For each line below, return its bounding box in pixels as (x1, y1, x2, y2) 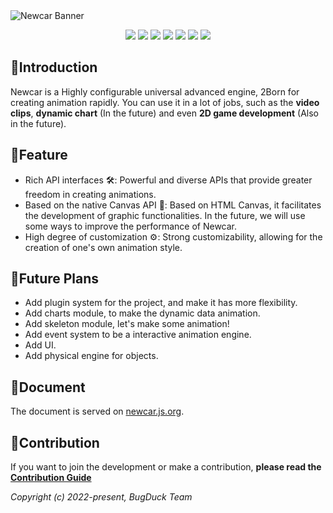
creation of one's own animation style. (24, 241, 183, 253)
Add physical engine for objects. (24, 350, 159, 362)
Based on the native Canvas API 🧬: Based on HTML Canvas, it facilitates (24, 199, 322, 211)
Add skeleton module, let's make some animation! (24, 318, 230, 330)
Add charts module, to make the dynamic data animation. (24, 307, 261, 319)
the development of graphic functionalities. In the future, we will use (24, 209, 306, 221)
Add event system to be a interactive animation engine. (24, 329, 252, 341)
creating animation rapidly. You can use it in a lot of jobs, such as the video (10, 96, 320, 108)
